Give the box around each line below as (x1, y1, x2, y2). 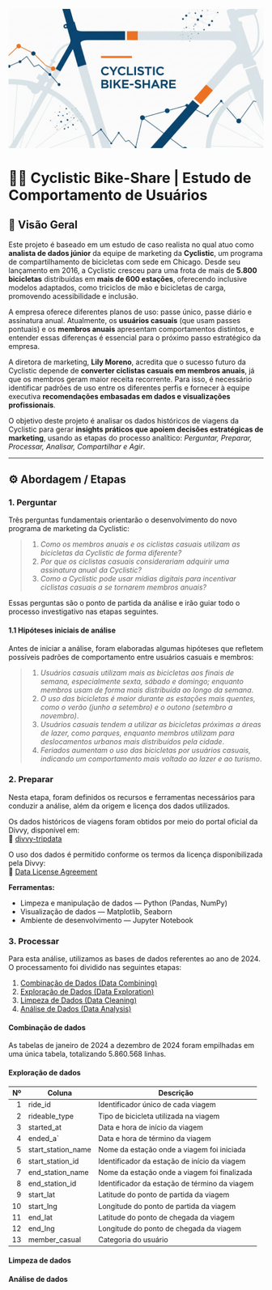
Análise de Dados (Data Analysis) (19, 1004, 132, 1014)
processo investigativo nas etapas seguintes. (8, 607, 159, 616)
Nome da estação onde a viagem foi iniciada (98, 1145, 246, 1155)
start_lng (28, 1201, 58, 1211)
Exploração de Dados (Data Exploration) (19, 987, 155, 997)
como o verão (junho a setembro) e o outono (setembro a (40, 702, 233, 712)
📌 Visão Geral (8, 218, 79, 232)
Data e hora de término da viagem (98, 1134, 212, 1143)
